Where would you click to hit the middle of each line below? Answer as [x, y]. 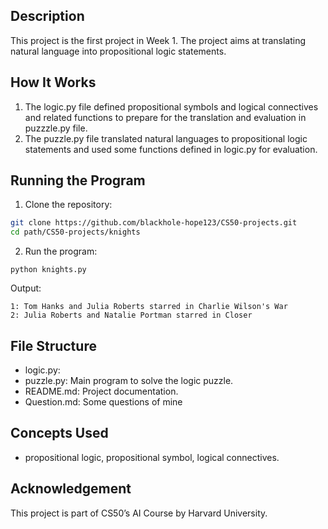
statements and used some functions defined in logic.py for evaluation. [171, 149]
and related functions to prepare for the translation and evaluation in [165, 117]
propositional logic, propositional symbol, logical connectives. [152, 457]
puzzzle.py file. [56, 128]
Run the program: [61, 251]
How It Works [53, 82]
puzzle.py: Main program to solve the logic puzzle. [129, 380]
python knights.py [48, 270]
